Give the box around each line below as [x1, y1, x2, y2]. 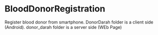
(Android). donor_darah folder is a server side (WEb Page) [4, 24, 122, 30]
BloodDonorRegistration [4, 3, 105, 14]
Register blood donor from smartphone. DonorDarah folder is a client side [4, 19, 154, 25]
